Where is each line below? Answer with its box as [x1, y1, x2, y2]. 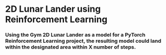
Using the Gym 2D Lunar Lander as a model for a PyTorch [5, 31, 146, 38]
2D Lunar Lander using [5, 3, 101, 15]
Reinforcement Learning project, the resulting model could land [5, 38, 162, 45]
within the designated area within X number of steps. [5, 44, 136, 51]
